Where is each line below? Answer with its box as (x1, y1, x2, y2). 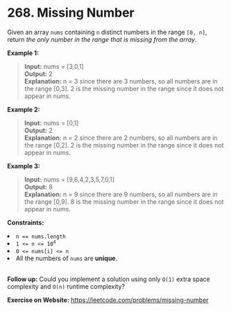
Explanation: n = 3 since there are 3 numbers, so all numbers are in (24, 77, 219, 85)
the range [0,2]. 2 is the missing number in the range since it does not (24, 141, 224, 149)
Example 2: (7, 105, 40, 113)
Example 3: (7, 161, 40, 170)
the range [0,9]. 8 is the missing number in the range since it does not (24, 197, 224, 206)
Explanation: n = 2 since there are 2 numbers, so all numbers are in (24, 134, 218, 142)
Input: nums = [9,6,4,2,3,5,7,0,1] (24, 175, 115, 184)
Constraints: (7, 218, 44, 227)
